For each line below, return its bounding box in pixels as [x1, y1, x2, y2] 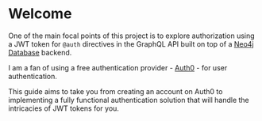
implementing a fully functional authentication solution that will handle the [8, 95, 250, 104]
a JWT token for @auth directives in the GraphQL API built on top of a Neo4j [8, 39, 254, 48]
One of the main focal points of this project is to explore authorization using [8, 31, 256, 40]
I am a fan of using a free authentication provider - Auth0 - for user [8, 62, 228, 72]
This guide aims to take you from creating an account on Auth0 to [8, 86, 223, 96]
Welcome [8, 5, 72, 23]
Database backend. [8, 47, 72, 57]
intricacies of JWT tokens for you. [8, 104, 119, 113]
